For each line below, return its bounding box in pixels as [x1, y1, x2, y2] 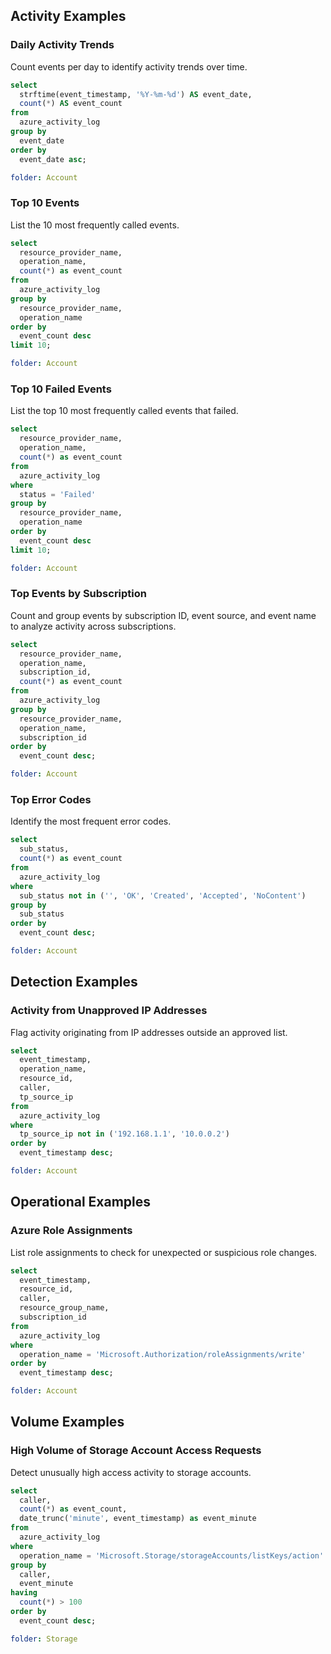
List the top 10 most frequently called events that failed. [10, 405, 239, 417]
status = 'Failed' [19, 489, 97, 499]
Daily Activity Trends [10, 38, 115, 52]
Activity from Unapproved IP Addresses [10, 1004, 208, 1018]
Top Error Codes [10, 793, 92, 806]
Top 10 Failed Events [10, 382, 112, 396]
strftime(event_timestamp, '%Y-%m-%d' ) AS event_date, [19, 89, 253, 99]
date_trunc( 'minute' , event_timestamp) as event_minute [19, 1514, 257, 1524]
